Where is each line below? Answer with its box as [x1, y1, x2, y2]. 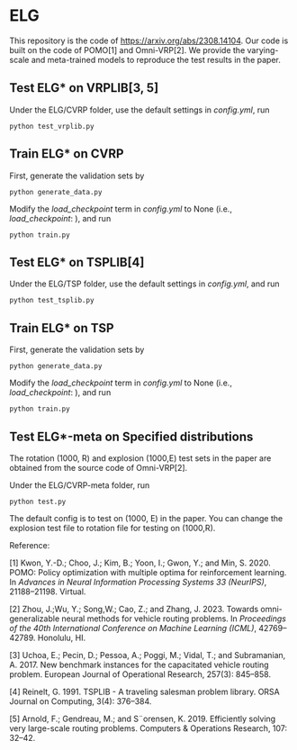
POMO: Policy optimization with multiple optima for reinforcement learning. [9, 567, 287, 577]
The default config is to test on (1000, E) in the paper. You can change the [9, 513, 283, 523]
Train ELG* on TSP [9, 321, 114, 336]
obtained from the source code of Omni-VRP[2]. [9, 463, 188, 473]
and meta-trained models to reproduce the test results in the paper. [31, 54, 281, 65]
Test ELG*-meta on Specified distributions [9, 429, 254, 444]
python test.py [9, 497, 67, 506]
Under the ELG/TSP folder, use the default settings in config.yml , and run [9, 278, 281, 289]
